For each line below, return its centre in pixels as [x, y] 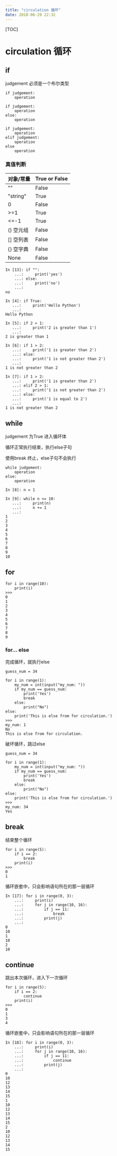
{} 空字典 [18, 249]
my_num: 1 [16, 725]
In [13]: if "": [22, 270]
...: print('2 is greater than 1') [54, 328]
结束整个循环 [19, 840]
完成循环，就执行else [27, 661]
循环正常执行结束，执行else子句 [39, 447]
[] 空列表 [18, 240]
